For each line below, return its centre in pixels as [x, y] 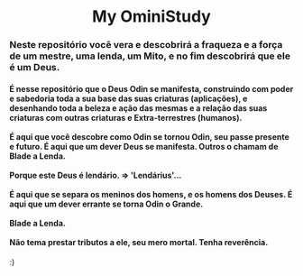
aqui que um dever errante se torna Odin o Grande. [106, 204]
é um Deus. [35, 68]
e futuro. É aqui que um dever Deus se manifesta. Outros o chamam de [144, 146]
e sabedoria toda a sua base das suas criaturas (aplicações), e [129, 98]
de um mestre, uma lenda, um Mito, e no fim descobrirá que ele [150, 56]
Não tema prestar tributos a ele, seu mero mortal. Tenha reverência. [139, 242]
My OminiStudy [151, 17]
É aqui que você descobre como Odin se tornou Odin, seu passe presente [150, 136]
